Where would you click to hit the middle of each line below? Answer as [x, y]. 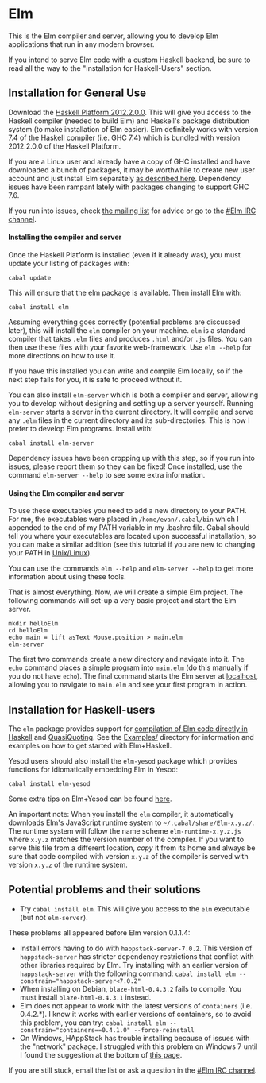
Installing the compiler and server [65, 237]
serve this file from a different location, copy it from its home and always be [132, 848]
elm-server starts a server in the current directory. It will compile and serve [131, 412]
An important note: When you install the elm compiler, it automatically [121, 814]
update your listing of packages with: [69, 263]
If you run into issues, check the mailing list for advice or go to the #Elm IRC [132, 211]
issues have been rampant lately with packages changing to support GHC [129, 187]
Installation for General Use [77, 93]
